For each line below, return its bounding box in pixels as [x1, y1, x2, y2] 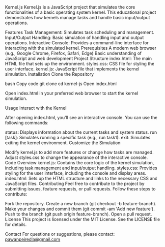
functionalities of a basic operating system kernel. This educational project [5, 9, 156, 15]
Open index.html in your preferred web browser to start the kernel [5, 91, 138, 96]
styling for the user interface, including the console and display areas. [5, 170, 146, 176]
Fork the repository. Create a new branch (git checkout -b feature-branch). [5, 201, 157, 206]
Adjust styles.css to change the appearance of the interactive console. [5, 154, 148, 160]
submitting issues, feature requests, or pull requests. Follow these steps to [5, 186, 156, 191]
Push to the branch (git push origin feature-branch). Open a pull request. [5, 211, 152, 217]
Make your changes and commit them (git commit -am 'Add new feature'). [5, 206, 155, 212]
